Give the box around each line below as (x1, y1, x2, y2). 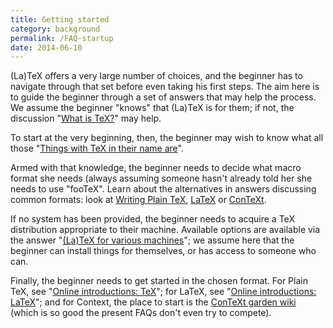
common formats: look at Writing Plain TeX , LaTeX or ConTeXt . (10, 194, 267, 206)
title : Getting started (10, 14, 110, 25)
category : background (10, 24, 101, 34)
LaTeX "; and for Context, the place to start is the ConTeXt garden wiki (10, 296, 297, 308)
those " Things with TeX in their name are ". (10, 142, 184, 155)
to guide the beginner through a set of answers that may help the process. (10, 91, 317, 103)
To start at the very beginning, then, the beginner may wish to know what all (10, 132, 324, 144)
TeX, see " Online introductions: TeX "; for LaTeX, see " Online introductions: (10, 286, 317, 298)
